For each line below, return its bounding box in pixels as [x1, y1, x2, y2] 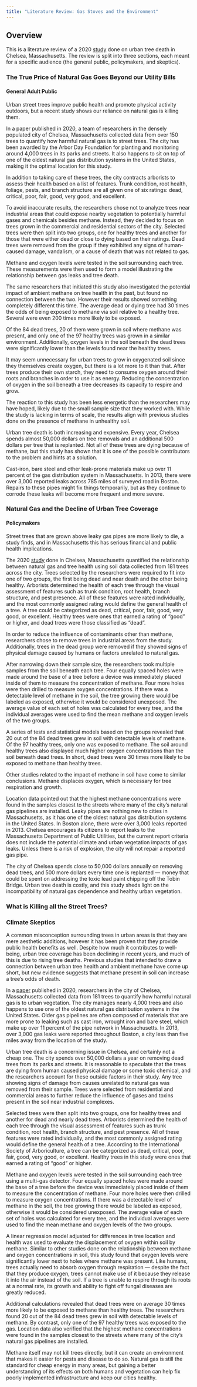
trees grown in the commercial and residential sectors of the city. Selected [6, 223, 186, 230]
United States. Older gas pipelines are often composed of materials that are [6, 1011, 189, 1018]
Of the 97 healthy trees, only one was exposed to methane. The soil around [6, 741, 188, 748]
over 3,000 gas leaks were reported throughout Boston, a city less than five [6, 1030, 189, 1037]
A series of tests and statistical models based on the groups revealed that [6, 728, 184, 735]
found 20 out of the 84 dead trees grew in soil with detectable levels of [6, 1312, 178, 1319]
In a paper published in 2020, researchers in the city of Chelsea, [6, 987, 162, 994]
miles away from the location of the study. [6, 1037, 108, 1044]
